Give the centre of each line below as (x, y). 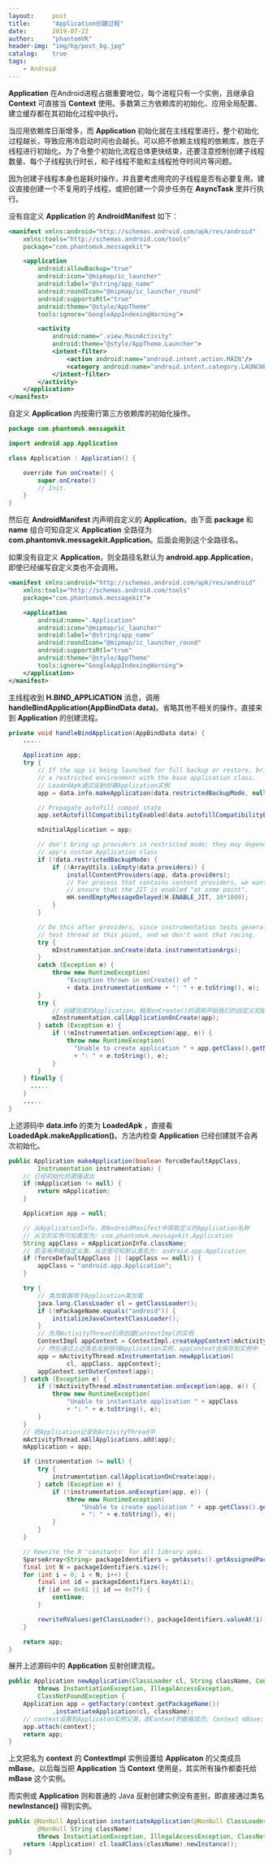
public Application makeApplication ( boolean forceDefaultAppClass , (125, 1161)
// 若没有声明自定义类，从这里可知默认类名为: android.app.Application (134, 1251)
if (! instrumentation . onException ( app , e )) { (130, 1492)
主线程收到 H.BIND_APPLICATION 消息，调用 (84, 697)
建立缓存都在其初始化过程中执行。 (65, 113)
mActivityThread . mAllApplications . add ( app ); (100, 1439)
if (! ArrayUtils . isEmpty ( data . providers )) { (128, 867)
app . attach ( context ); (59, 1726)
